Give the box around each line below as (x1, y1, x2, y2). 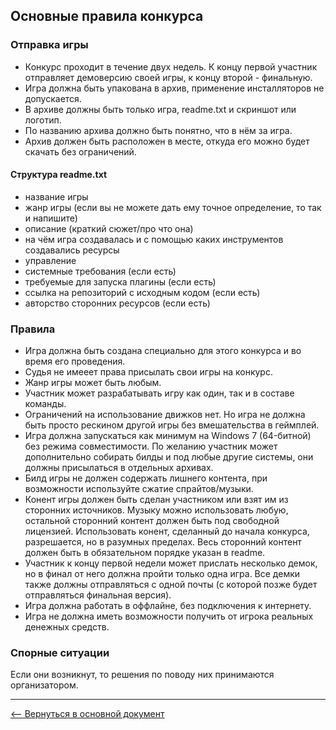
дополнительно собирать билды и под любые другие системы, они (24, 451, 314, 463)
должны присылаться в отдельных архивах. (24, 462, 214, 474)
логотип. (24, 114, 62, 126)
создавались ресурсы (24, 244, 120, 256)
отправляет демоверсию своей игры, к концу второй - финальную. (24, 71, 313, 83)
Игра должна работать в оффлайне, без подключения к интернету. (24, 600, 312, 612)
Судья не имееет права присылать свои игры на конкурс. (24, 366, 273, 378)
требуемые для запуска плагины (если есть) (24, 275, 217, 288)
